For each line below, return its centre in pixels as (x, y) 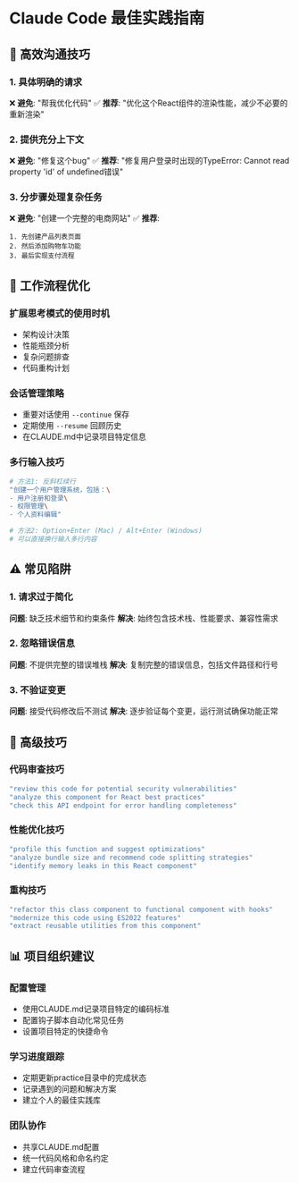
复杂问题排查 (46, 357)
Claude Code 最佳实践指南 (107, 18)
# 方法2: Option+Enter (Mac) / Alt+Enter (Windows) (106, 531)
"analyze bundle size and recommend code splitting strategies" (131, 858)
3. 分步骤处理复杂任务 (56, 198)
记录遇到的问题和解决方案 (69, 1089)
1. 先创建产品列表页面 (46, 237)
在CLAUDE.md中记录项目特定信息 (84, 437)
